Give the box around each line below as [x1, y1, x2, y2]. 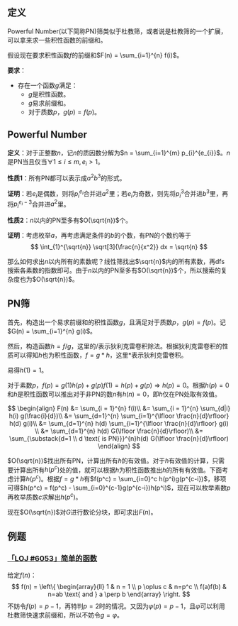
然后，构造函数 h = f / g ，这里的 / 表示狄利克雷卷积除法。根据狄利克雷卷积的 [7, 341, 222, 350]
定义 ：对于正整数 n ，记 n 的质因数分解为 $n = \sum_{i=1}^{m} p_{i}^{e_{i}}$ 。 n [7, 148, 231, 157]
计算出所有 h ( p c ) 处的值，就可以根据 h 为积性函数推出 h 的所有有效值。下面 [13, 464, 222, 474]
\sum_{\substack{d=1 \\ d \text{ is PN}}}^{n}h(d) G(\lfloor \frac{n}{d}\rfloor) [9, 434, 229, 442]
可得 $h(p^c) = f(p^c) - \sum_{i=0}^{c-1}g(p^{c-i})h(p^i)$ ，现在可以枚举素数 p [7, 483, 231, 492]
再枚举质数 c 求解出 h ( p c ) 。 [7, 492, 82, 501]
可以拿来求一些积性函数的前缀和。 [7, 35, 107, 44]
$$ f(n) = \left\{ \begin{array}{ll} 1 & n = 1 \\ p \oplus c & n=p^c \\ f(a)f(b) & [11, 583, 227, 591]
